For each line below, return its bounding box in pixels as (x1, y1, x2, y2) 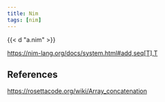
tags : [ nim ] (7, 17, 41, 23)
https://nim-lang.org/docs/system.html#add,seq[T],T (7, 49, 158, 57)
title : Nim (7, 10, 39, 17)
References (7, 68, 58, 80)
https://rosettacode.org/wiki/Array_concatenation (7, 87, 147, 95)
